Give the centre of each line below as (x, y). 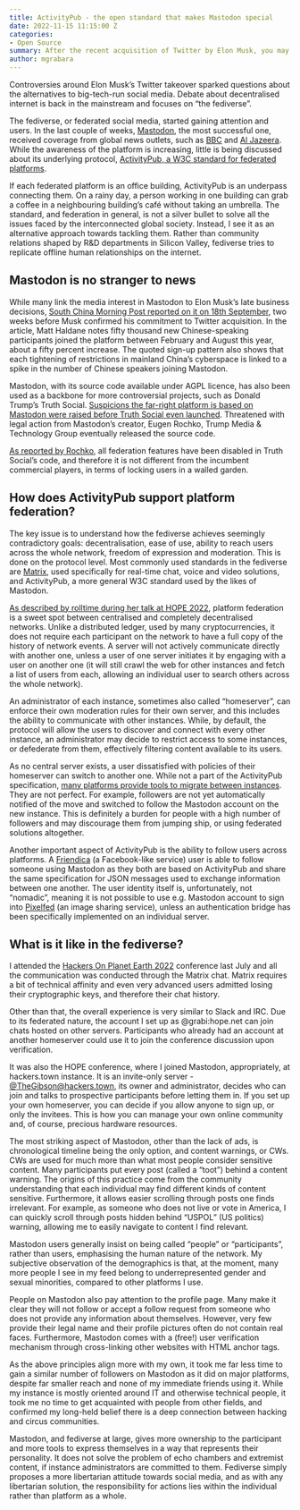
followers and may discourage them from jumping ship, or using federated (146, 823)
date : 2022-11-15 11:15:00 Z (63, 26)
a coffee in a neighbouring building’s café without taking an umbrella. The (144, 205)
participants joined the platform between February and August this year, (142, 340)
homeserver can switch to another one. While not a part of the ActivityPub (146, 776)
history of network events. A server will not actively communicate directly (145, 646)
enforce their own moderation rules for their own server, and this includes (145, 710)
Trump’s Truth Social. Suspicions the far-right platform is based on (131, 404)
